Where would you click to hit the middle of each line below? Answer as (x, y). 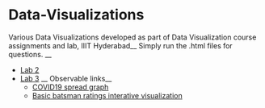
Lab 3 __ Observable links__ (66, 78)
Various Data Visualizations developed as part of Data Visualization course (132, 37)
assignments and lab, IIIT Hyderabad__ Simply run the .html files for (120, 45)
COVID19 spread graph (70, 87)
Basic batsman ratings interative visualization (107, 95)
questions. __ (30, 54)
